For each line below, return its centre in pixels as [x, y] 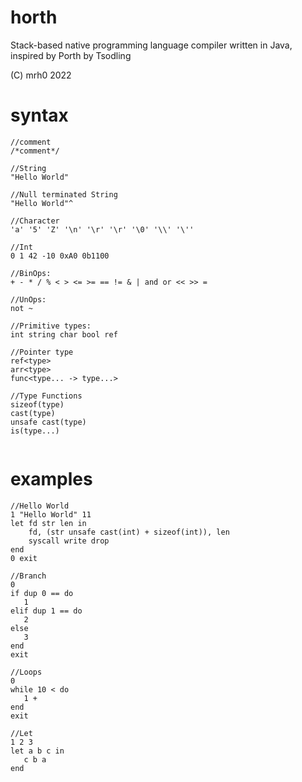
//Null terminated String [64, 194]
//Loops [26, 672]
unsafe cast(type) [48, 422]
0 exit [24, 558]
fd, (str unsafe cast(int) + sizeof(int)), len [129, 532]
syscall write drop [69, 541]
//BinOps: [31, 273]
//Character [35, 221]
